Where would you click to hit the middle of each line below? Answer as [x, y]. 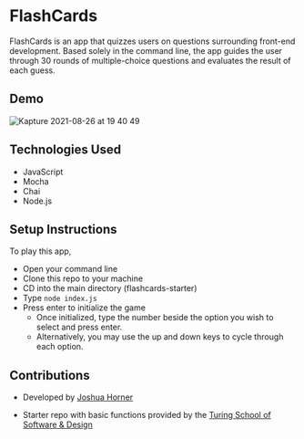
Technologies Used [65, 150]
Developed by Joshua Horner [78, 397]
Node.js [37, 201]
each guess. [33, 70]
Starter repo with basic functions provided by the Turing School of [147, 415]
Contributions [50, 375]
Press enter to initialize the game [84, 308]
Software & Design [57, 424]
